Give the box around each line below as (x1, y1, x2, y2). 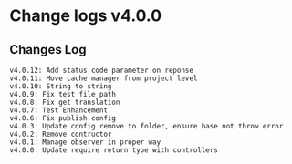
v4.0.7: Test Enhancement (9, 106, 108, 115)
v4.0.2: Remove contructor (9, 129, 112, 138)
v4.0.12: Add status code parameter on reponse (9, 66, 194, 75)
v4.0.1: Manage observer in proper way (9, 138, 162, 147)
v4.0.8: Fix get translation (9, 97, 120, 107)
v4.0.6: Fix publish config (9, 114, 117, 123)
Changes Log (9, 42, 87, 57)
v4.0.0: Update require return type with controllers (9, 146, 219, 155)
